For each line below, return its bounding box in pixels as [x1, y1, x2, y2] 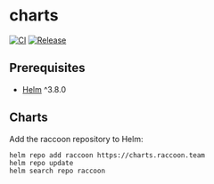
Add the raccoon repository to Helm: [9, 133, 144, 144]
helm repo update [9, 158, 74, 167]
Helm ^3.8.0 [21, 84, 67, 94]
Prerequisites [9, 60, 86, 76]
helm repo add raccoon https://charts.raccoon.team [9, 150, 205, 160]
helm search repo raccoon [9, 166, 105, 175]
